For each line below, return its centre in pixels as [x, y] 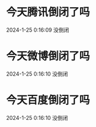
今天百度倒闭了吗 [48, 100]
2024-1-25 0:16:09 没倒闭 [38, 30]
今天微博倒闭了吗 [48, 56]
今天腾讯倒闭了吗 [48, 12]
